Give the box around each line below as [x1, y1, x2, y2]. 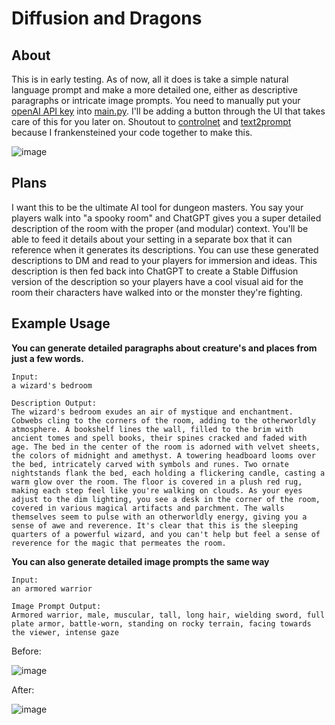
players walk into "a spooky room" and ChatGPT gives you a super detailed [11, 212, 322, 224]
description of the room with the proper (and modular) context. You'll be [11, 222, 309, 234]
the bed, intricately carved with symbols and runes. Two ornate [11, 459, 289, 469]
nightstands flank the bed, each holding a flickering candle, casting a [11, 468, 326, 478]
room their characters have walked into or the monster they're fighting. [11, 286, 303, 298]
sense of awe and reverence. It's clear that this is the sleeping [11, 520, 299, 531]
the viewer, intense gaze [11, 627, 119, 637]
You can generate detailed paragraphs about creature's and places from [11, 342, 318, 354]
